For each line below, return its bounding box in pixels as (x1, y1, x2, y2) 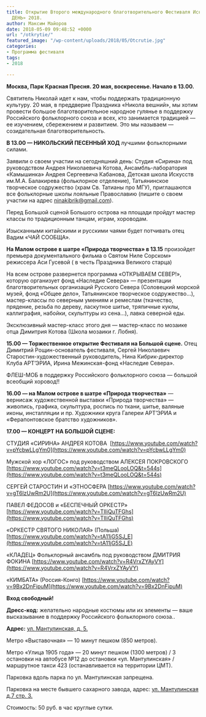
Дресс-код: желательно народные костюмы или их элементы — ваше (6, 606, 193, 614)
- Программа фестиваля (6, 49, 64, 55)
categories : (6, 44, 37, 50)
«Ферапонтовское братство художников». (6, 416, 118, 423)
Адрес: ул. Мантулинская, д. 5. (6, 624, 88, 632)
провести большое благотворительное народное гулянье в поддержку (6, 107, 193, 115)
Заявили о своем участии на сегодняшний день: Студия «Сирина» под (6, 157, 193, 165)
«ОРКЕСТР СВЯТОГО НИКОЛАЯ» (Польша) (6, 526, 120, 533)
